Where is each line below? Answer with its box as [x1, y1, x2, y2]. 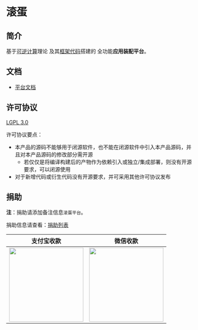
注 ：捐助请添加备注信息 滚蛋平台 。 [6, 209, 87, 216]
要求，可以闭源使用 [23, 165, 71, 172]
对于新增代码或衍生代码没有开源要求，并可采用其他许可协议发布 [14, 173, 171, 180]
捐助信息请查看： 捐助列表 [6, 222, 69, 229]
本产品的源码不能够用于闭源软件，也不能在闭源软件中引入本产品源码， [14, 143, 187, 150]
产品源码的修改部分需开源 [30, 150, 93, 158]
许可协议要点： [6, 131, 43, 138]
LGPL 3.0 [6, 118, 28, 126]
